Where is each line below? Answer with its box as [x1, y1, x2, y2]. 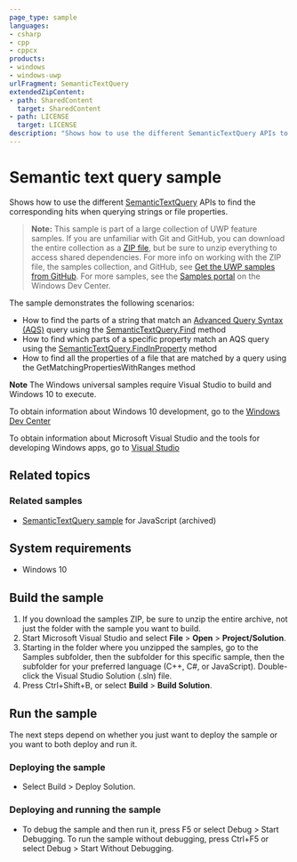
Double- [257, 661, 288, 672]
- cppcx [9, 46, 38, 55]
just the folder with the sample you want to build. [21, 623, 202, 634]
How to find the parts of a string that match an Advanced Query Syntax [21, 314, 284, 325]
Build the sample [9, 590, 104, 606]
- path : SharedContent [9, 95, 93, 105]
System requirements [9, 541, 132, 556]
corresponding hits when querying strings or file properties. [9, 206, 229, 216]
